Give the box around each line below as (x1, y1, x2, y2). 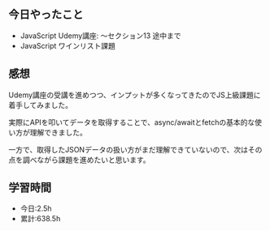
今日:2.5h (20, 203, 52, 213)
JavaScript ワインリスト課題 (20, 41, 115, 50)
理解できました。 (29, 127, 87, 137)
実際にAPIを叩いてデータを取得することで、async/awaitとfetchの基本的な (8, 117, 255, 127)
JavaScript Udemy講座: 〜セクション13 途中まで (20, 31, 181, 41)
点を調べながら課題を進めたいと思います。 (8, 155, 150, 165)
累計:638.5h (20, 214, 61, 224)
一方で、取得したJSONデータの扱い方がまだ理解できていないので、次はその (8, 144, 263, 154)
